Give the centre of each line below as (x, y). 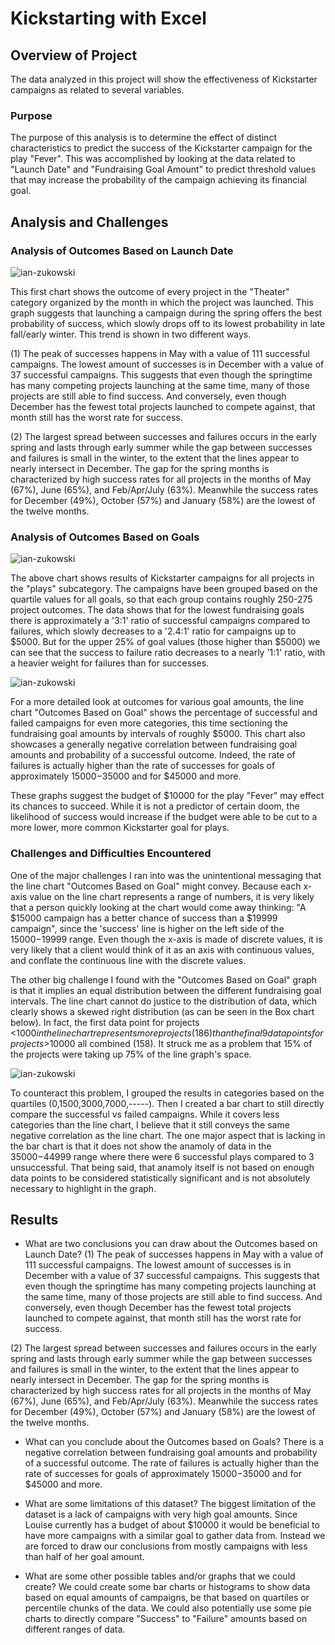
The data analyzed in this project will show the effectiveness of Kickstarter (164, 79)
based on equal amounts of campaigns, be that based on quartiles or (167, 1598)
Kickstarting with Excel (108, 18)
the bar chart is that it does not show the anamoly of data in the (141, 1146)
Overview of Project (74, 55)
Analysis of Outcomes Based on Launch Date (122, 250)
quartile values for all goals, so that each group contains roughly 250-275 (161, 599)
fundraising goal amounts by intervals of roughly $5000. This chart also (158, 734)
